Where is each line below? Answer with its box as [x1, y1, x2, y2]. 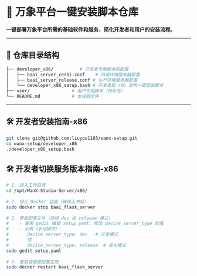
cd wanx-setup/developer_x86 [6, 140, 77, 147]
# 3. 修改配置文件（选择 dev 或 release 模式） [6, 215, 113, 221]
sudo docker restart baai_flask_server [6, 264, 104, 270]
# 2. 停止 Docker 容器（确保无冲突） [6, 198, 89, 204]
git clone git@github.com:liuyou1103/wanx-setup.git [6, 135, 138, 141]
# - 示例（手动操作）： [6, 226, 62, 232]
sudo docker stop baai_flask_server [6, 204, 96, 210]
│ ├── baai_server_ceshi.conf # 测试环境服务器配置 [6, 72, 140, 78]
